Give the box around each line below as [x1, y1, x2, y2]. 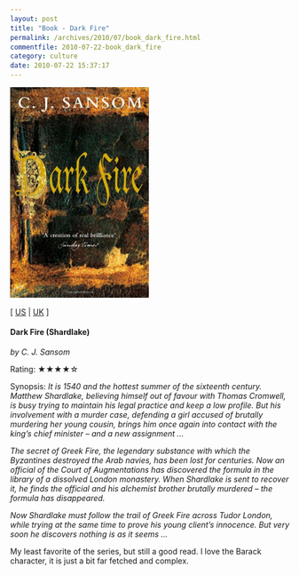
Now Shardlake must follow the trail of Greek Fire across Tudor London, [10, 509, 273, 520]
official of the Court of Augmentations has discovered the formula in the [10, 464, 274, 475]
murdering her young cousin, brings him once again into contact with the [10, 419, 278, 429]
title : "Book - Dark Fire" [10, 23, 110, 33]
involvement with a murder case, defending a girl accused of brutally [10, 409, 264, 419]
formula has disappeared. [10, 492, 106, 503]
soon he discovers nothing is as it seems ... [10, 529, 168, 539]
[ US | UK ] [10, 307, 50, 317]
